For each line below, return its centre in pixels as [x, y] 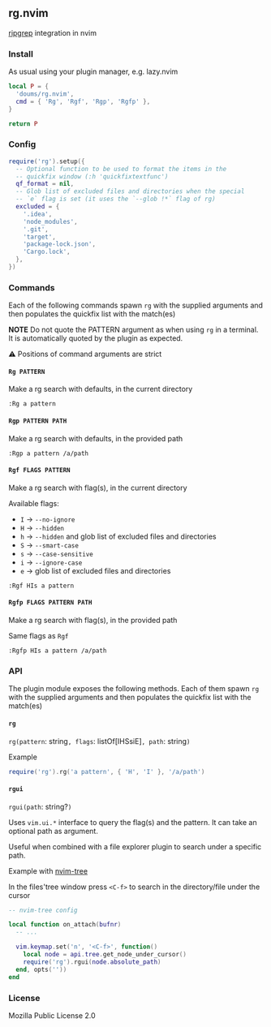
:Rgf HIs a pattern [41, 586]
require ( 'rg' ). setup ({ [47, 161]
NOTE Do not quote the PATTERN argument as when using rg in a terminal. [133, 330]
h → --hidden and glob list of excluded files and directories [118, 536]
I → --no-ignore [47, 519]
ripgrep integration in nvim [53, 32]
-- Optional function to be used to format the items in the [121, 169]
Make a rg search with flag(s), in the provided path [93, 621]
